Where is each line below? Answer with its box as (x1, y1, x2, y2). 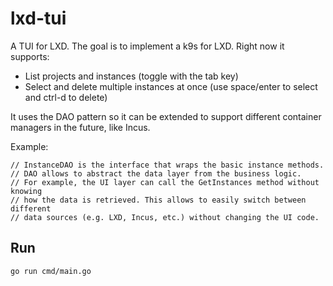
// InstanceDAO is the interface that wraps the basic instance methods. (10, 160, 325, 170)
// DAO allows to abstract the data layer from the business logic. (10, 168, 302, 179)
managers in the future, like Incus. (10, 121, 151, 133)
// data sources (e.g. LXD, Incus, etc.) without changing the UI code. (10, 212, 320, 222)
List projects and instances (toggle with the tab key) (24, 70, 239, 82)
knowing (10, 186, 43, 196)
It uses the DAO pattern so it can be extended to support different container (10, 110, 322, 122)
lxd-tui (10, 7, 67, 30)
